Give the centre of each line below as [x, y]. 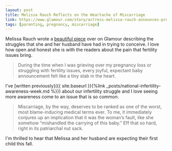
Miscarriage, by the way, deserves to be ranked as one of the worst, [90, 107]
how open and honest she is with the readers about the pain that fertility [81, 50]
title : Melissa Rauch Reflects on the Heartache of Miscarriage [75, 15]
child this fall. [19, 144]
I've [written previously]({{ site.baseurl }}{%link [55, 86]
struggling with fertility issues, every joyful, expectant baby [80, 71]
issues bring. [19, 55]
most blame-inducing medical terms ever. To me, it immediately [85, 112]
